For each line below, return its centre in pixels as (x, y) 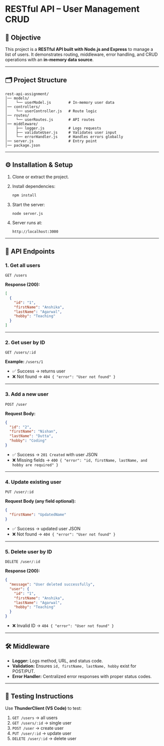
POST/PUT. (23, 671)
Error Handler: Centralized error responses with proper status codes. (82, 676)
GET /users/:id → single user (42, 723)
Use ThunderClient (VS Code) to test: (43, 708)
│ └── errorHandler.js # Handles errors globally (64, 137)
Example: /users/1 (24, 362)
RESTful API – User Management (72, 9)
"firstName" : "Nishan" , (33, 432)
